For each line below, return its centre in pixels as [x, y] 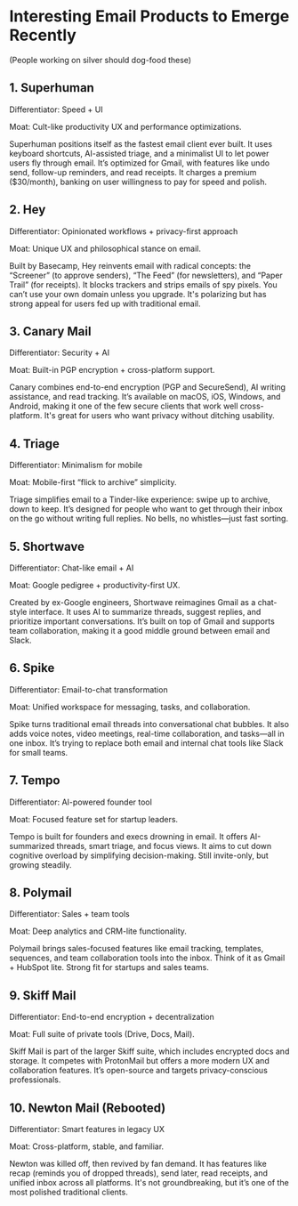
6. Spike [32, 668]
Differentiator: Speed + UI [56, 109]
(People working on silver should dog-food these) [101, 60]
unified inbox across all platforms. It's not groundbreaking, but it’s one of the [149, 1183]
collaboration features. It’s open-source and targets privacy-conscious [139, 1071]
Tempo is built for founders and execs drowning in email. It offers [129, 836]
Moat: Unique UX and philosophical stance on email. [105, 248]
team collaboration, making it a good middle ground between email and [140, 631]
